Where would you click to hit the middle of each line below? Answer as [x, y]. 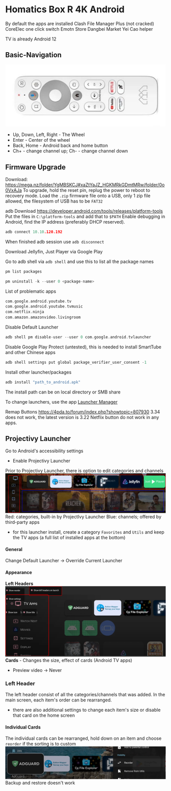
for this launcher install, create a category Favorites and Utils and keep [88, 532]
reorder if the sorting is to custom [41, 744]
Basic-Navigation [34, 55]
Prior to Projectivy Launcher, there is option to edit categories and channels [84, 471]
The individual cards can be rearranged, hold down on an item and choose [83, 738]
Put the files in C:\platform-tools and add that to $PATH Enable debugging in [85, 216]
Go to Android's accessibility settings [44, 451]
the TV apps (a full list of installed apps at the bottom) [69, 538]
